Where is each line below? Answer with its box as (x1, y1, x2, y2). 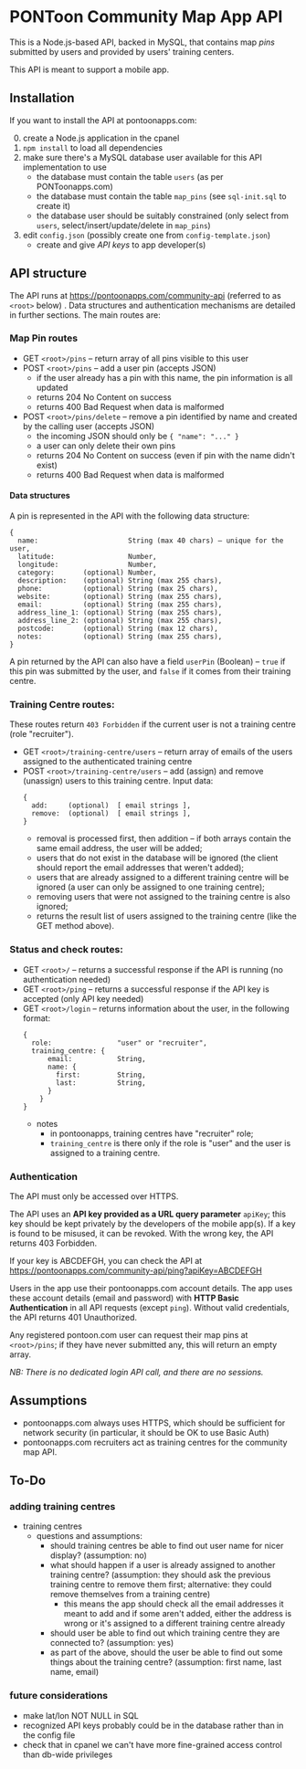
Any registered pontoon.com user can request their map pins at (9, 1329, 248, 1340)
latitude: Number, (17, 553, 157, 562)
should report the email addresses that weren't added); (36, 862, 245, 873)
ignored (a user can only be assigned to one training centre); (36, 881, 265, 892)
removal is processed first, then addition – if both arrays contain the (36, 833, 291, 844)
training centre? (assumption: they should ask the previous (49, 1569, 271, 1581)
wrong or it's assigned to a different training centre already (63, 1618, 286, 1629)
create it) (36, 200, 71, 211)
